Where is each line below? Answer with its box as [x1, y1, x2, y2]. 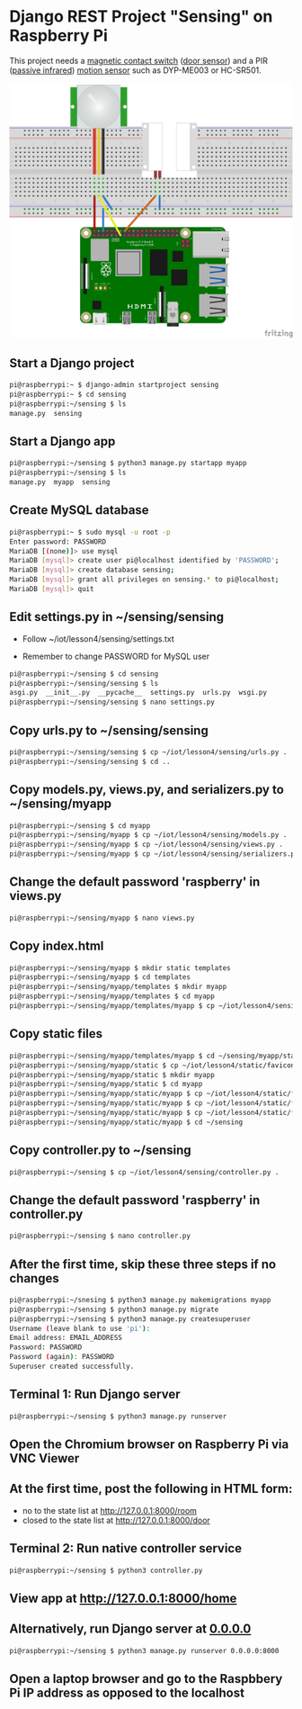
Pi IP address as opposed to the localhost [9, 1685, 245, 1700]
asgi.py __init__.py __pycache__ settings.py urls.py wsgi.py [9, 688, 268, 697]
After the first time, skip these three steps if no [9, 1256, 277, 1272]
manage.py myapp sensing [9, 478, 111, 487]
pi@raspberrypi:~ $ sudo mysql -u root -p [9, 527, 171, 536]
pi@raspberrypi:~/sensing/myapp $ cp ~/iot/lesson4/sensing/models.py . [9, 831, 288, 840]
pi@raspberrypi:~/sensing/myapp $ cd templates [9, 973, 191, 982]
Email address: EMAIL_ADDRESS [9, 1334, 123, 1343]
